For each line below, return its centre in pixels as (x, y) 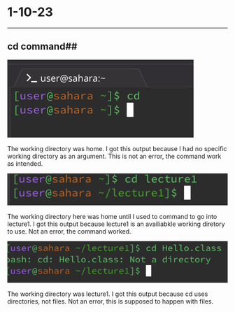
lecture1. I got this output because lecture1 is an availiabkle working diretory (116, 224)
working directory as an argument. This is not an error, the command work (114, 156)
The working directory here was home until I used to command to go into (112, 216)
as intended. (25, 163)
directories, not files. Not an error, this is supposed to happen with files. (111, 302)
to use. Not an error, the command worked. (69, 231)
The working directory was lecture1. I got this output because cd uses (108, 294)
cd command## (42, 47)
